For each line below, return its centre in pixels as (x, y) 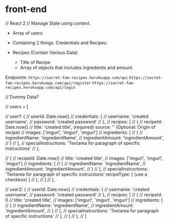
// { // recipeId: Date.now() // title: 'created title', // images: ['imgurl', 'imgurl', (84, 158)
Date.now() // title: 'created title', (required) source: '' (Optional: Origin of (80, 127)
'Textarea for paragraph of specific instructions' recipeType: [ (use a (76, 174)
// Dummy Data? (22, 97)
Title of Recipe (35, 62)
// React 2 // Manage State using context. (48, 23)
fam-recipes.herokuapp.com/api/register (48, 83)
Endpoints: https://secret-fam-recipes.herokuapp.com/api (67, 77)
